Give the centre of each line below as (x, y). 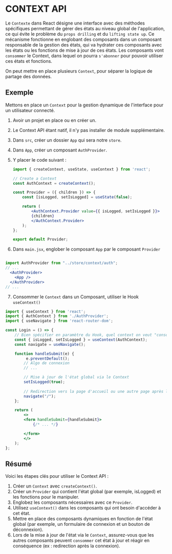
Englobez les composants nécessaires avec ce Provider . (72, 502)
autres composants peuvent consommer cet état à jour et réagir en (81, 541)
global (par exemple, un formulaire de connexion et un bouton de (81, 524)
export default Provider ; (40, 239)
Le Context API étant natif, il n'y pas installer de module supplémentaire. (89, 130)
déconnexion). (28, 529)
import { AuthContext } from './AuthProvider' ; (57, 316)
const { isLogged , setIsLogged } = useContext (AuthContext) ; (81, 340)
